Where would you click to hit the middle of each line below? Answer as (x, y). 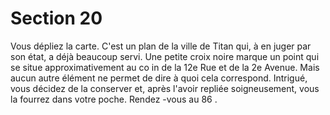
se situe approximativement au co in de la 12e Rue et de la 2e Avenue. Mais (165, 67)
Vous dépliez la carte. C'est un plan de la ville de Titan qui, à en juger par (161, 46)
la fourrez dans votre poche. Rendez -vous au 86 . (114, 99)
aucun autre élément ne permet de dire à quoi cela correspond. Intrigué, (159, 78)
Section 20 (56, 18)
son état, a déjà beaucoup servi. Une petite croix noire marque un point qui (165, 56)
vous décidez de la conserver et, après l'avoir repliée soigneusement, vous (165, 88)
